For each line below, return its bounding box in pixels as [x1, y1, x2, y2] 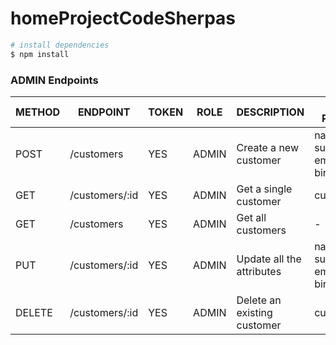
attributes [236, 264, 282, 278]
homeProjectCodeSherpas [10, 7, 236, 30]
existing [236, 305, 273, 319]
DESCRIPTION [236, 105, 305, 119]
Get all [236, 210, 267, 224]
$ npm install [10, 49, 70, 59]
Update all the [236, 252, 302, 266]
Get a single [236, 182, 293, 196]
